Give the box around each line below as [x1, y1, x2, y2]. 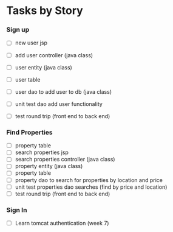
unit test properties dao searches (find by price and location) [15, 183, 168, 191]
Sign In [6, 205, 27, 214]
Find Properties [6, 128, 53, 136]
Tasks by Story [6, 4, 83, 18]
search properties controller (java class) [15, 156, 115, 163]
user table [15, 76, 41, 83]
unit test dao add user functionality [15, 100, 103, 107]
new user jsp [15, 39, 47, 46]
